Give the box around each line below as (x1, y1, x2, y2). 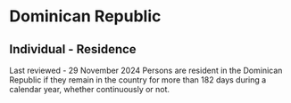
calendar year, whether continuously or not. (9, 84, 170, 94)
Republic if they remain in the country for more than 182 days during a (9, 75, 267, 85)
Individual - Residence (9, 42, 137, 57)
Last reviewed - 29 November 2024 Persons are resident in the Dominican (9, 65, 283, 75)
